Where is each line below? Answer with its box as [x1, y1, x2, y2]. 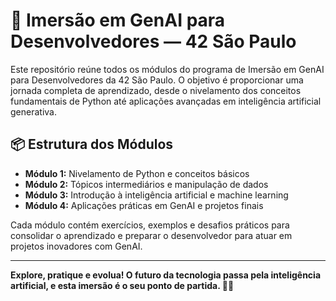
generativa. [10, 105, 57, 118]
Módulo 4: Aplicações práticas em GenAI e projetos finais [24, 199, 264, 211]
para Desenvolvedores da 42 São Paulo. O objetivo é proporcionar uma [10, 74, 304, 86]
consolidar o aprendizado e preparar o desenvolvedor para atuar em [10, 229, 293, 241]
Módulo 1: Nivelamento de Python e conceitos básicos [24, 167, 250, 179]
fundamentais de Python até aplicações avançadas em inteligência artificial [10, 95, 322, 107]
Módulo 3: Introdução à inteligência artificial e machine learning [24, 189, 289, 201]
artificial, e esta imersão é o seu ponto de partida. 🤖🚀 [10, 279, 235, 291]
